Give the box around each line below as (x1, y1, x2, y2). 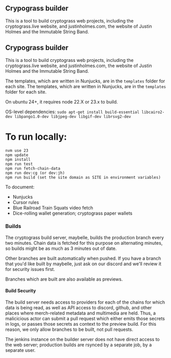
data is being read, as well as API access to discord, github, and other (5, 305, 152, 311)
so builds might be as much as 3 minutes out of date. (5, 245, 117, 251)
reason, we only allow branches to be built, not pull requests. (5, 326, 134, 332)
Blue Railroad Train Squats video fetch (12, 204, 93, 210)
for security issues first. (5, 266, 55, 272)
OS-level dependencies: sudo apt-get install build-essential (5, 109, 139, 115)
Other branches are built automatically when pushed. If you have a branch (5, 255, 161, 261)
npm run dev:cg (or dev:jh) (5, 170, 65, 176)
